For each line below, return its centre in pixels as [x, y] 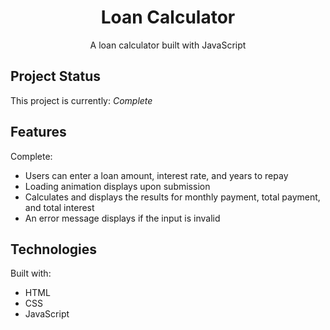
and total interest [59, 207]
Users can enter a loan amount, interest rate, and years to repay [156, 175]
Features [38, 132]
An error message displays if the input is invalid [122, 218]
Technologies [54, 249]
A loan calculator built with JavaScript [168, 45]
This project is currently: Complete [81, 100]
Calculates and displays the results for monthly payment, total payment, [172, 197]
